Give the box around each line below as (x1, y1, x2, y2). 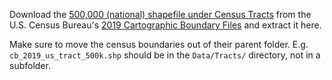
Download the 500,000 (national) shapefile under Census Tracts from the (9, 9, 312, 20)
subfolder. (9, 60, 51, 71)
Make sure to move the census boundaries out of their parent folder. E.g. (9, 39, 309, 50)
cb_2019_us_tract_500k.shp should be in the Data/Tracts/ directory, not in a (9, 49, 321, 61)
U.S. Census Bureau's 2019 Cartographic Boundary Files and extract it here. (9, 19, 322, 31)
